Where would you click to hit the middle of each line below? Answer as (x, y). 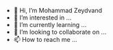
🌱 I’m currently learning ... (50, 25)
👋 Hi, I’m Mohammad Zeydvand (58, 10)
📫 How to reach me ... (45, 40)
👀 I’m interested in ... (42, 18)
